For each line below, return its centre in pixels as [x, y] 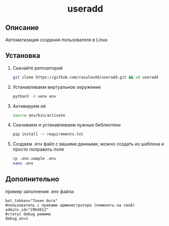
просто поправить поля [38, 149]
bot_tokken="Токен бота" [31, 201]
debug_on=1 [17, 218]
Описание [22, 28]
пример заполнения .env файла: [40, 191]
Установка [23, 56]
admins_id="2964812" [27, 209]
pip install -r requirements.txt [48, 134]
